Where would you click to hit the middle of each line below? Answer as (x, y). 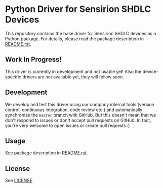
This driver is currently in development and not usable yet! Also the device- (82, 71)
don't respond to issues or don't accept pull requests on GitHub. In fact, (78, 120)
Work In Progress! (33, 60)
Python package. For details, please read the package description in (75, 39)
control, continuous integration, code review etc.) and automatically (74, 110)
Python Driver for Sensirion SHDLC (78, 9)
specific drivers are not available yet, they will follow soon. (65, 77)
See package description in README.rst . (46, 153)
